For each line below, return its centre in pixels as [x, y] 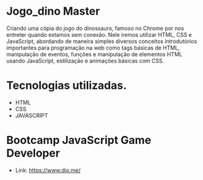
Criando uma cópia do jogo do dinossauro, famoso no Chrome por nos [95, 28]
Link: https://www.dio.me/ [48, 170]
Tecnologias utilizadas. [67, 85]
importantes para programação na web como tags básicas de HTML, [93, 48]
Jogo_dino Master [53, 11]
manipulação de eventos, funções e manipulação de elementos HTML [94, 54]
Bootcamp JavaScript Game [79, 141]
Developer [33, 153]
